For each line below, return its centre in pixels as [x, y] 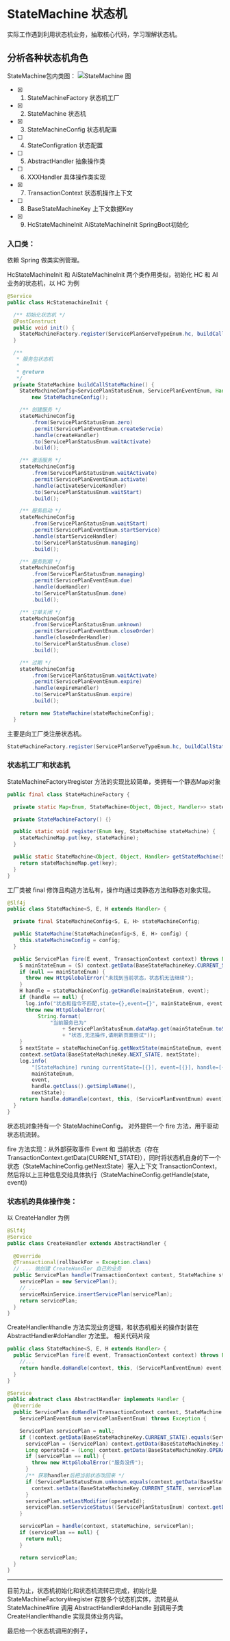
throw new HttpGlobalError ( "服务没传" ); [88, 1463]
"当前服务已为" [68, 1023]
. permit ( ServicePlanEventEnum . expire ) [87, 682]
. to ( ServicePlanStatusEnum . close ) [81, 644]
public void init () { [44, 328]
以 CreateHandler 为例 [38, 1218]
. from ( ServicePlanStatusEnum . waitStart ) [90, 524]
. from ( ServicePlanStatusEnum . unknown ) [87, 625]
